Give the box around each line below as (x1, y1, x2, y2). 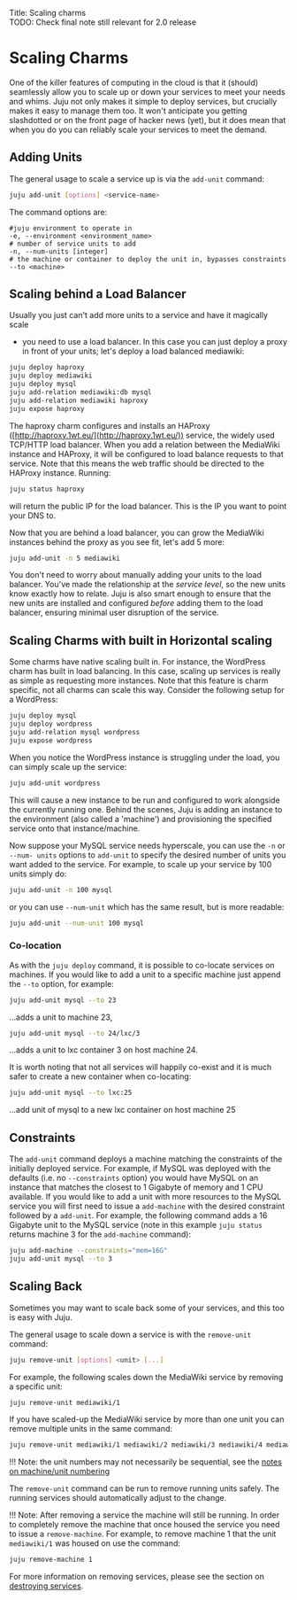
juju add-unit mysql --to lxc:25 (9, 1089, 133, 1098)
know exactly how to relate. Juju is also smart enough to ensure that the (9, 588, 271, 599)
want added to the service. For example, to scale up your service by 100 (9, 858, 272, 869)
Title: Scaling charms (9, 8, 87, 18)
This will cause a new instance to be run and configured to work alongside (9, 795, 280, 805)
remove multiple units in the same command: (9, 1424, 172, 1434)
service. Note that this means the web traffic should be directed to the (9, 458, 265, 469)
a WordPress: (9, 695, 58, 705)
